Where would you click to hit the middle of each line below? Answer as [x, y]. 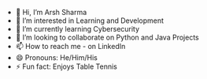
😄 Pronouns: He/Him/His [57, 58]
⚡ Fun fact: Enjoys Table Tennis [67, 66]
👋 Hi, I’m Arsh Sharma [51, 12]
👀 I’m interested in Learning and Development [89, 21]
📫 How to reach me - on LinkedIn [70, 46]
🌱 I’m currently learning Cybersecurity [78, 29]
